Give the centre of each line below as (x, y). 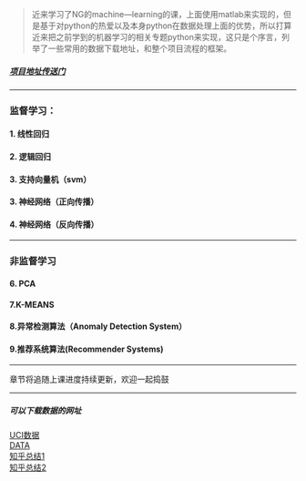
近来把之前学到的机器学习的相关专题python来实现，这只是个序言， (157, 37)
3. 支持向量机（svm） (51, 179)
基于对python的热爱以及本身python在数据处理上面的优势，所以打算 (166, 26)
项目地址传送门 (37, 71)
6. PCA (23, 283)
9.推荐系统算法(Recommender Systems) (87, 349)
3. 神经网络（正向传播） (54, 202)
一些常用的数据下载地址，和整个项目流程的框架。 (140, 48)
